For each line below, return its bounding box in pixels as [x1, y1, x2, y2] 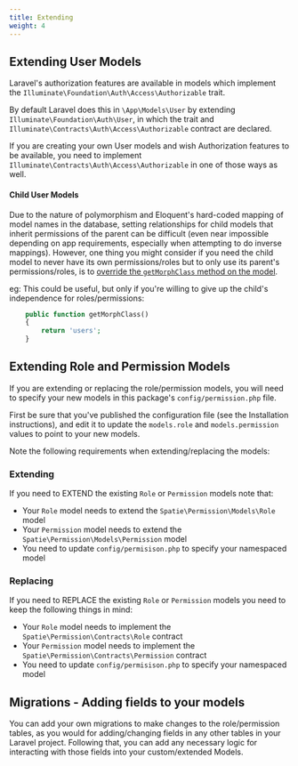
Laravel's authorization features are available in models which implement [9, 77, 277, 89]
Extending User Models [9, 54, 142, 69]
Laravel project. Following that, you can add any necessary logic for [9, 738, 258, 748]
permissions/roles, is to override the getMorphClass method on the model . [9, 266, 278, 277]
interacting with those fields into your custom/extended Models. [9, 746, 244, 757]
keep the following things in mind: [9, 604, 133, 615]
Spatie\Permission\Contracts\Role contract [21, 631, 183, 641]
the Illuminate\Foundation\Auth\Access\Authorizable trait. [9, 87, 225, 98]
